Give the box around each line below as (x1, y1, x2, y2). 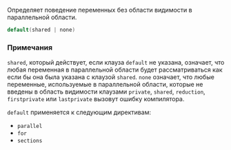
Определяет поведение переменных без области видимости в (7, 6, 192, 14)
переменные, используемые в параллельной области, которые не (7, 81, 203, 89)
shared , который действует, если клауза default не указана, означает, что (7, 58, 225, 67)
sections (17, 138, 43, 144)
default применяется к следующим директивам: (7, 108, 152, 116)
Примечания (7, 43, 53, 52)
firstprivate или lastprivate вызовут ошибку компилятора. (7, 95, 185, 103)
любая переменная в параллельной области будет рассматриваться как (7, 65, 223, 74)
